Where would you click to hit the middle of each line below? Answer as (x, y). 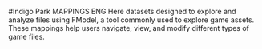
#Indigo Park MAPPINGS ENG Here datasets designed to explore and (122, 11)
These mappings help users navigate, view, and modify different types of (129, 28)
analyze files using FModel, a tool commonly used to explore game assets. (131, 20)
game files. (27, 36)
